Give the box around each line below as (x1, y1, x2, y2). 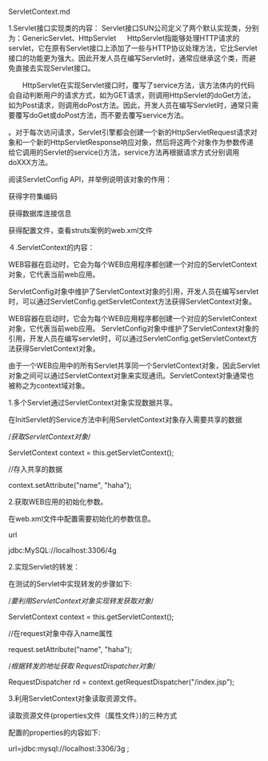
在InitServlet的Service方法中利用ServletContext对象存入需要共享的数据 (8, 415, 242, 424)
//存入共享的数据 (8, 465, 63, 473)
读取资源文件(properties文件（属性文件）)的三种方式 (8, 711, 178, 720)
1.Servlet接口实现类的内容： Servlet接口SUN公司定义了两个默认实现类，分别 (8, 23, 260, 33)
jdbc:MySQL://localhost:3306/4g (8, 546, 118, 555)
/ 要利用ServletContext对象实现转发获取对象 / (8, 596, 154, 606)
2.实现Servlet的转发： (8, 562, 81, 571)
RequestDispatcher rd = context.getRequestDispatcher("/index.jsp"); (8, 677, 235, 687)
